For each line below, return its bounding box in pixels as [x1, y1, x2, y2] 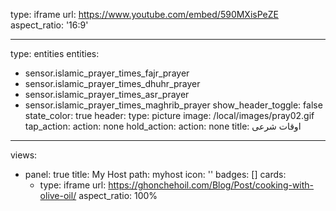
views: [10, 149, 38, 161]
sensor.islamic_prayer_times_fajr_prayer [24, 67, 190, 79]
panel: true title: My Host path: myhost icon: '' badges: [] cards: [24, 169, 287, 180]
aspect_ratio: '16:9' [10, 19, 89, 31]
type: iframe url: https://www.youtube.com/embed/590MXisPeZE [10, 9, 279, 20]
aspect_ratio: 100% [78, 190, 158, 201]
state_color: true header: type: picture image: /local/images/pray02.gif [24, 110, 315, 121]
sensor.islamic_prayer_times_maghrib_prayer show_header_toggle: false [24, 99, 323, 111]
